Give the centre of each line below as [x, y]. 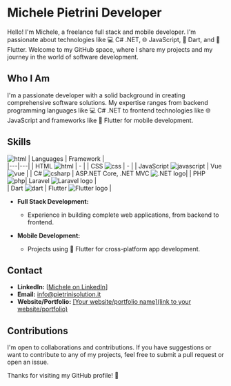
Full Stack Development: [53, 201]
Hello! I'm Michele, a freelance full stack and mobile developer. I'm [102, 32]
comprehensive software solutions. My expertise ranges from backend [108, 102]
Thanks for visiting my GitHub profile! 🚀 [63, 376]
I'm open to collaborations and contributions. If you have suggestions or [109, 347]
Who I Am [29, 78]
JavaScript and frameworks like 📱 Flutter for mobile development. [100, 120]
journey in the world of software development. [73, 57]
